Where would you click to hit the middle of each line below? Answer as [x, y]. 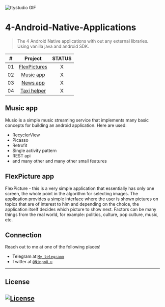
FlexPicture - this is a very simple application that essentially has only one [80, 188]
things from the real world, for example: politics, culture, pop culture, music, [82, 215]
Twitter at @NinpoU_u [32, 262]
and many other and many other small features [59, 161]
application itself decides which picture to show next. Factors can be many [81, 209]
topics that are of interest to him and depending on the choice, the [72, 204]
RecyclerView [26, 135]
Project [33, 58]
